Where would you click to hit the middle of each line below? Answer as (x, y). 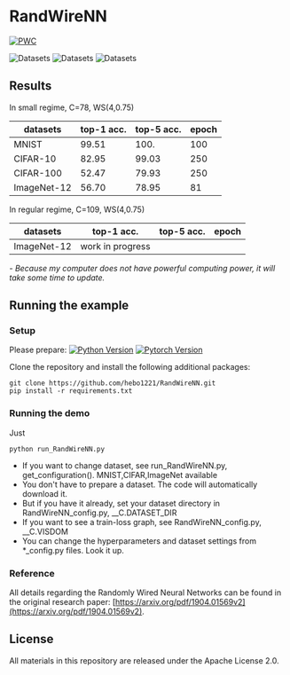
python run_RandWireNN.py (57, 449)
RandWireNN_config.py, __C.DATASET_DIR (99, 513)
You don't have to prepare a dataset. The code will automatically (140, 484)
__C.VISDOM (45, 531)
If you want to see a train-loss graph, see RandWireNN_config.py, (141, 522)
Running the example (69, 306)
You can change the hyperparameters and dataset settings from (139, 541)
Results (31, 86)
